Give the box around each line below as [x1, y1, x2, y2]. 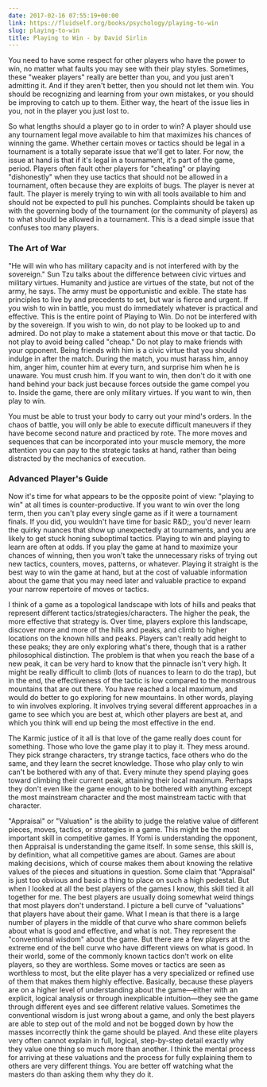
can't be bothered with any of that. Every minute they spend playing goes [8, 767, 249, 776]
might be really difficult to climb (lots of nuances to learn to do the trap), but [8, 667, 257, 676]
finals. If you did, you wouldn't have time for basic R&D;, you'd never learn [8, 516, 251, 526]
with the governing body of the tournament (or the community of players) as [8, 206, 258, 215]
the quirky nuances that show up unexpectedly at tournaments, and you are [8, 525, 257, 535]
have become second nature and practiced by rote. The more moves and [8, 428, 248, 438]
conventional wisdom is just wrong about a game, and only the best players [8, 1010, 256, 1019]
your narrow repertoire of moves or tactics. [8, 584, 149, 594]
